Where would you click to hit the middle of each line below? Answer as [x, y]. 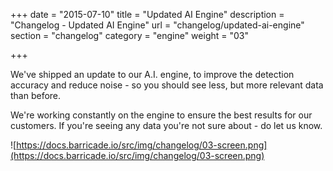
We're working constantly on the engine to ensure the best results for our [161, 115]
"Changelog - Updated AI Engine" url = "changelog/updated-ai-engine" [157, 25]
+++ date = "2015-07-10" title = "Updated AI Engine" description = [147, 14]
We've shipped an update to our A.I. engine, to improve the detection [152, 74]
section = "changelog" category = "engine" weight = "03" [129, 35]
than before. [36, 95]
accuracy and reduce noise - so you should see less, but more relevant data [167, 85]
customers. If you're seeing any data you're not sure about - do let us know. [166, 125]
